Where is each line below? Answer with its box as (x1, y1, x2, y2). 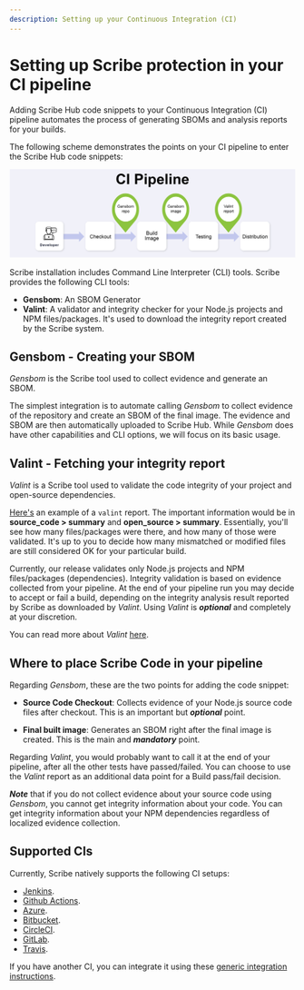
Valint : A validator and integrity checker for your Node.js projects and (22, 303, 283, 314)
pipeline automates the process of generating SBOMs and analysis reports (9, 114, 288, 124)
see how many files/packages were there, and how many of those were (9, 527, 277, 538)
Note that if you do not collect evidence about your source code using (9, 788, 272, 799)
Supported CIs (9, 844, 93, 859)
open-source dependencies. (9, 490, 116, 500)
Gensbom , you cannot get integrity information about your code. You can (9, 798, 283, 809)
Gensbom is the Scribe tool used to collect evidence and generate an (9, 373, 268, 384)
